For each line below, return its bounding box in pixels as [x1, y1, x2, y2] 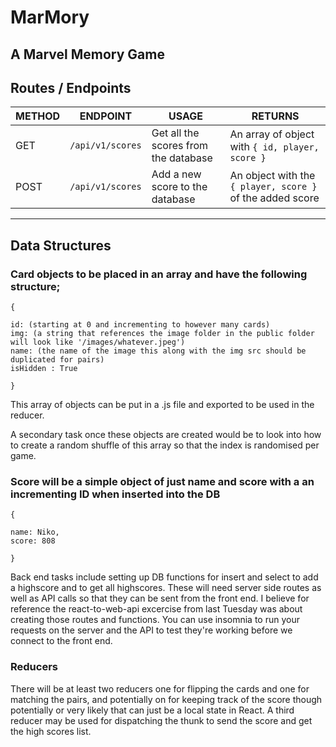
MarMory [10, 6, 90, 29]
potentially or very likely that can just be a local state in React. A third [10, 704, 295, 716]
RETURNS [251, 109, 300, 123]
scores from [151, 139, 209, 153]
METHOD [15, 109, 61, 123]
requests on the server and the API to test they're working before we [10, 624, 293, 636]
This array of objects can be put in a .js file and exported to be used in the [10, 399, 315, 411]
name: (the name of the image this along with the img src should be [10, 346, 307, 356]
